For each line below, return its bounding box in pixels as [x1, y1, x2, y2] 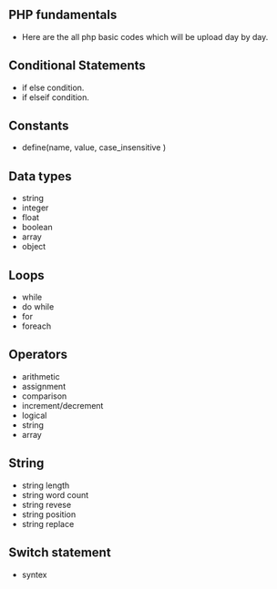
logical [21, 410, 47, 421]
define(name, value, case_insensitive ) [21, 142, 167, 153]
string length [21, 480, 70, 491]
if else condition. [21, 82, 85, 93]
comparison [21, 391, 67, 401]
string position [21, 509, 77, 520]
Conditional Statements [8, 58, 147, 74]
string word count [21, 489, 89, 500]
